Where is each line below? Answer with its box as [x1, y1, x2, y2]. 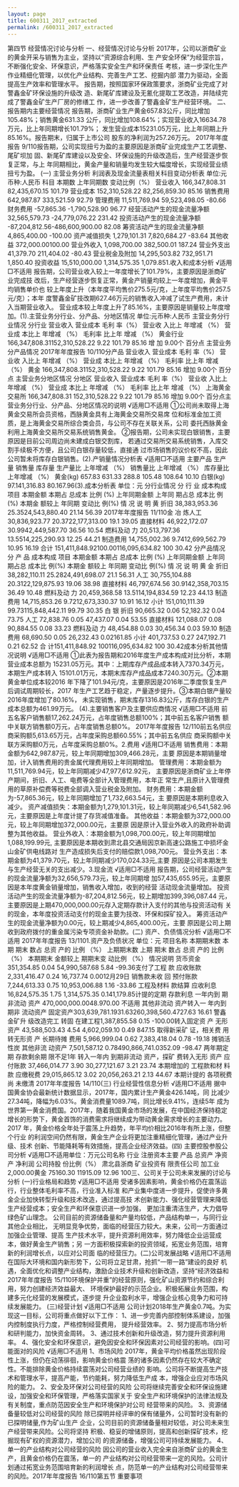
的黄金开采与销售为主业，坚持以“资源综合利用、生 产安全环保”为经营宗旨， [7, 53, 228, 61]
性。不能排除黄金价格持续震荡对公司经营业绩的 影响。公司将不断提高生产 [7, 1365, 222, 1373]
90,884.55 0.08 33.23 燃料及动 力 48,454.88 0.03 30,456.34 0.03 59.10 [7, 624, 218, 632]
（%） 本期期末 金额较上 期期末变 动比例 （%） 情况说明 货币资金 [7, 954, 201, 963]
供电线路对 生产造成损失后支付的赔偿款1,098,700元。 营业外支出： [26, 847, 221, 856]
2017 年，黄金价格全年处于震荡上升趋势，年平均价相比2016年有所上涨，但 [7, 1124, 225, 1132]
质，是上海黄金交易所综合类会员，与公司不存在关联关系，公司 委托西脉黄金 [7, 419, 228, 428]
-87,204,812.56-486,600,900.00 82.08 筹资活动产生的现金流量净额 [7, 223, 205, 231]
